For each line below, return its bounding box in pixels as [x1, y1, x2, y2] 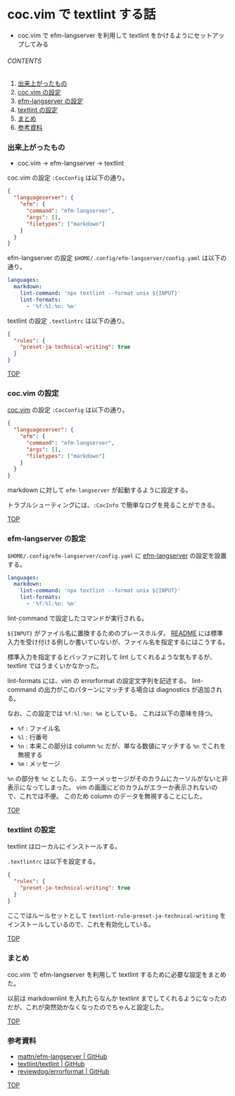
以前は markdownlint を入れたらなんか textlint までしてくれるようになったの [7, 994, 227, 1002]
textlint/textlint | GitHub [17, 1060, 85, 1069]
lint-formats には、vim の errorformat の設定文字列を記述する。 [7, 676, 191, 684]
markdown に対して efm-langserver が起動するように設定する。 [7, 486, 192, 494]
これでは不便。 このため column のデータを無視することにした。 [19, 792, 206, 800]
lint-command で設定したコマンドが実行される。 [7, 614, 148, 622]
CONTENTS [7, 56, 42, 65]
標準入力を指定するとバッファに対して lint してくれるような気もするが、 [7, 653, 216, 661]
